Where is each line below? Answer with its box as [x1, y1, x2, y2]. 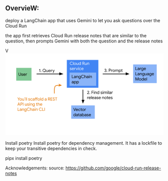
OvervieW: [5, 4, 39, 13]
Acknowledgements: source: [5, 165, 64, 171]
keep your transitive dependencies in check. [5, 146, 97, 152]
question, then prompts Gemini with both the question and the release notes [5, 38, 163, 44]
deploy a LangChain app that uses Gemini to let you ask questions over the [5, 17, 160, 23]
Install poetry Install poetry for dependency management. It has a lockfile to [5, 140, 162, 146]
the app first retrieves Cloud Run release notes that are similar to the [5, 32, 147, 38]
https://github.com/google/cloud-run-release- [65, 165, 161, 171]
